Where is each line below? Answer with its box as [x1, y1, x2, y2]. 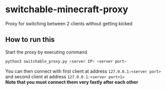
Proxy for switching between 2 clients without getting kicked [5, 20, 133, 27]
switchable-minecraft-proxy [5, 4, 129, 15]
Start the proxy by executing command [5, 49, 87, 55]
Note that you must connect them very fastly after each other [5, 79, 138, 85]
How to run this [5, 35, 55, 44]
